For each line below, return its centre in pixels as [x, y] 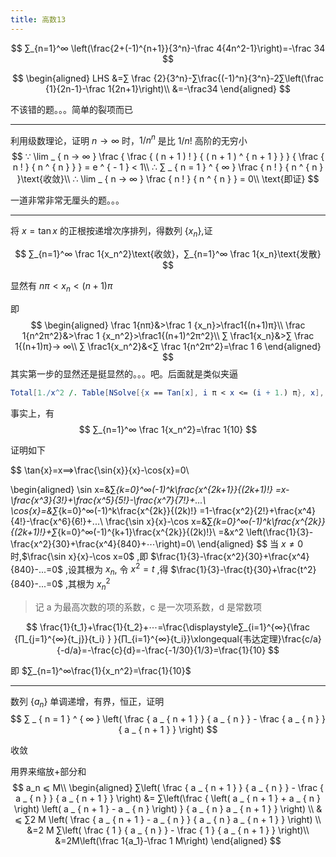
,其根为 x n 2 [88, 584]
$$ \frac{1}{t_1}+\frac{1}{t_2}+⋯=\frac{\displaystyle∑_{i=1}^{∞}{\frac [168, 627]
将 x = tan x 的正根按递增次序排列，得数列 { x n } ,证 [111, 232]
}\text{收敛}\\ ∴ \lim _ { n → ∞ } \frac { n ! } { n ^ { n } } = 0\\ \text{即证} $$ [168, 179]
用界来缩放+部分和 [48, 772]
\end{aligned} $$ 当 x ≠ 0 [250, 543]
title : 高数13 [38, 19]
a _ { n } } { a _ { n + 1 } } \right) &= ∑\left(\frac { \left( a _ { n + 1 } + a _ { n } [168, 798]
